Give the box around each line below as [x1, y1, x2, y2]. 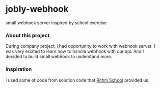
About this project [5, 32, 50, 39]
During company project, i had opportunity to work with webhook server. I [5, 43, 155, 49]
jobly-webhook [5, 3, 69, 15]
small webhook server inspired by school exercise [5, 20, 107, 26]
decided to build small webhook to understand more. [5, 54, 112, 59]
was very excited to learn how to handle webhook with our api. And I [5, 48, 144, 55]
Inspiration [5, 66, 32, 73]
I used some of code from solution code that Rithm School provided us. [5, 77, 150, 83]
